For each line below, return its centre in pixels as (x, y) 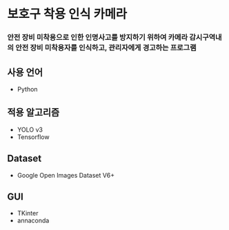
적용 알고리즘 (33, 113)
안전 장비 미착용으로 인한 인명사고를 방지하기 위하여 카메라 (98, 37)
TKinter (28, 213)
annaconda (33, 220)
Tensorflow (33, 137)
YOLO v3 (30, 129)
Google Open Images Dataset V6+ (66, 175)
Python (27, 89)
